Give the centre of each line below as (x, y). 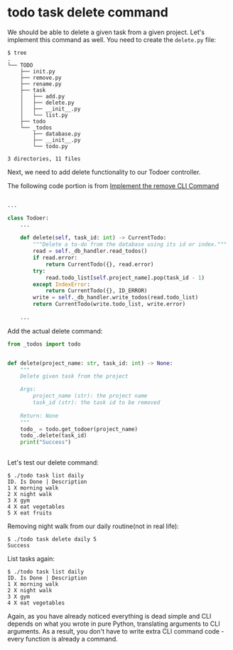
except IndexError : (62, 284)
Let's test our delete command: (53, 463)
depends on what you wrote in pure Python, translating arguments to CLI (114, 624)
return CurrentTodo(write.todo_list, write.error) (109, 304)
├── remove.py (41, 78)
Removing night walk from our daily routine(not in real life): (93, 526)
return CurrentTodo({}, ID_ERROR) (96, 291)
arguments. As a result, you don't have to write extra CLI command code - (116, 631)
